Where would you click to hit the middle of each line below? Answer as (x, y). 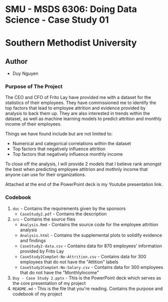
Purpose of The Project (34, 86)
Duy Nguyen (25, 73)
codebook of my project (37, 294)
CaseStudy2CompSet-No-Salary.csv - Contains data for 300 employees (92, 267)
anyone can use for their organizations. (46, 175)
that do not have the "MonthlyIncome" (59, 272)
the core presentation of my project (49, 283)
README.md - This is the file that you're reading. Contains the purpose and (88, 288)
